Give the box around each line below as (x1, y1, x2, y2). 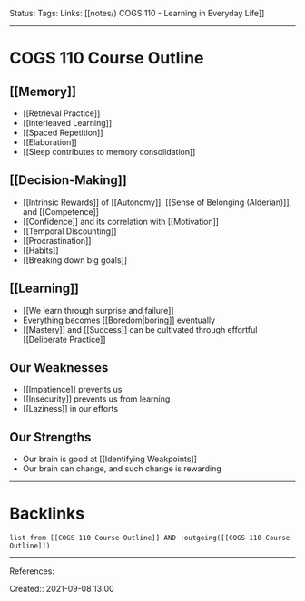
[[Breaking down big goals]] (22, 254, 128, 266)
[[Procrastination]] (22, 235, 92, 246)
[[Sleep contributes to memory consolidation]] (22, 147, 196, 157)
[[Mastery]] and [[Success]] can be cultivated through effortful (22, 324, 258, 334)
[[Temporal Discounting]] (22, 226, 117, 237)
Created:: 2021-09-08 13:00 (9, 584, 115, 595)
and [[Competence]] (22, 206, 100, 217)
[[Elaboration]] (22, 137, 77, 148)
